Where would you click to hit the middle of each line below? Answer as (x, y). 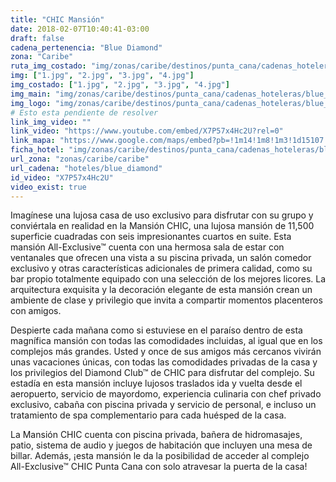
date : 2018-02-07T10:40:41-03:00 (80, 29)
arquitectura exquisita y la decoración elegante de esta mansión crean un (161, 290)
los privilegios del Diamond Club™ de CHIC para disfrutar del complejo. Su (162, 373)
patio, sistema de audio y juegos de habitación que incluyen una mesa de (161, 445)
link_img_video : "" (51, 122)
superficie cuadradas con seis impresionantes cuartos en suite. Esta (151, 237)
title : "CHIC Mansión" (57, 19)
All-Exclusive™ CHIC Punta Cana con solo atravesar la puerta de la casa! (159, 467)
